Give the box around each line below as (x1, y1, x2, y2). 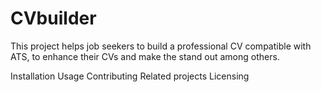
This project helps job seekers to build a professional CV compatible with (10, 40, 312, 52)
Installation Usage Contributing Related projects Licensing (10, 70, 250, 82)
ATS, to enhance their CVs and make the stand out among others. (10, 50, 280, 62)
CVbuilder (10, 7, 97, 30)
